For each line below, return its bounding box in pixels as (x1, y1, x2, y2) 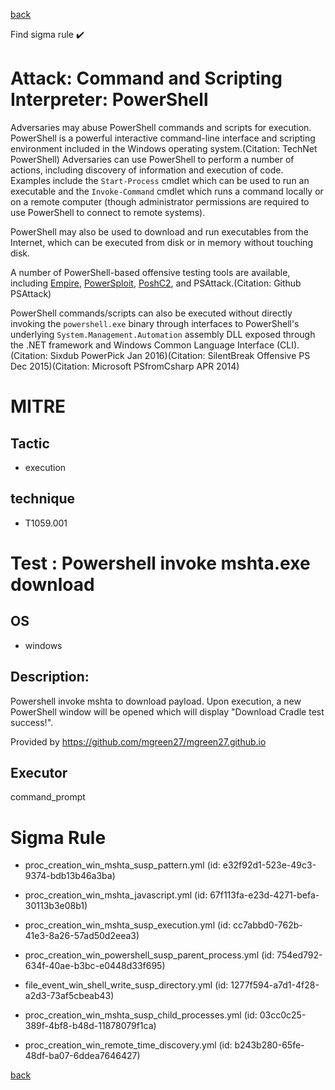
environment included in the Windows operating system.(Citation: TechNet (10, 142, 318, 154)
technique (10, 490, 76, 508)
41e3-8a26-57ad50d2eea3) (24, 930, 140, 942)
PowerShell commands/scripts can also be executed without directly (10, 307, 293, 319)
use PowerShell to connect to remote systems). (10, 206, 206, 218)
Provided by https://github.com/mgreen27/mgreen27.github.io (10, 735, 267, 748)
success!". (10, 716, 54, 728)
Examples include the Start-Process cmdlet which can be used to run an (10, 174, 310, 186)
